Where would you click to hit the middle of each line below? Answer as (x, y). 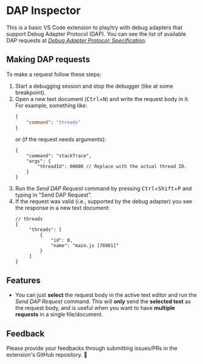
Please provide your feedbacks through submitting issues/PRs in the (92, 348)
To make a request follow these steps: (54, 74)
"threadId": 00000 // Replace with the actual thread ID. (112, 167)
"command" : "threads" (53, 122)
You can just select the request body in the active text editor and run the (106, 295)
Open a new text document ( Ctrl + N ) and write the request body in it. (102, 99)
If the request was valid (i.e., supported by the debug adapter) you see (104, 201)
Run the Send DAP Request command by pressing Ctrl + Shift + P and (103, 189)
